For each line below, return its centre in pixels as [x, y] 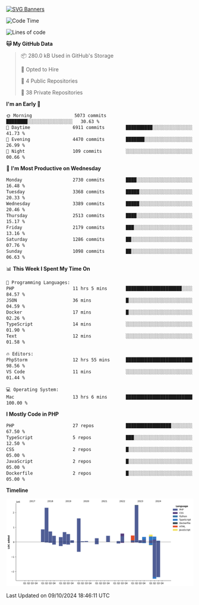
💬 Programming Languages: [38, 283]
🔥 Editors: [20, 354]
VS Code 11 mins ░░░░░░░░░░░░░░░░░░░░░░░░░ [99, 372]
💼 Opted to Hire [40, 69]
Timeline [17, 490]
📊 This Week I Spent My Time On [48, 269]
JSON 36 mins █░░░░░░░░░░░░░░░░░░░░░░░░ [99, 300]
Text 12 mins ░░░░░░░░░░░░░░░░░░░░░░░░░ [99, 336]
